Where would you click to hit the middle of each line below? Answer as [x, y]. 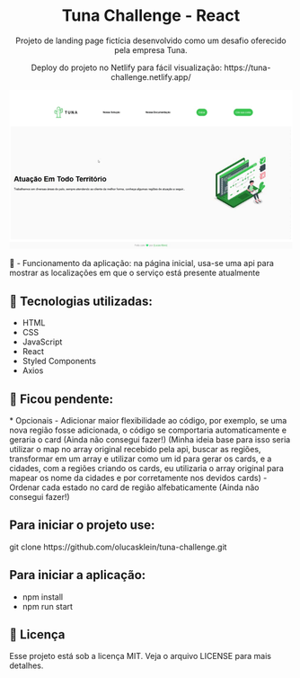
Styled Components [59, 361]
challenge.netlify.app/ [151, 76]
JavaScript [42, 342]
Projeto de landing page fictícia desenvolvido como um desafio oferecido [151, 40]
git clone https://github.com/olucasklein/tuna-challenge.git [118, 547]
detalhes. [26, 665]
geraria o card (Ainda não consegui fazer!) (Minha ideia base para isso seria [150, 439]
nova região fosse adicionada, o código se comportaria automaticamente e [148, 430]
